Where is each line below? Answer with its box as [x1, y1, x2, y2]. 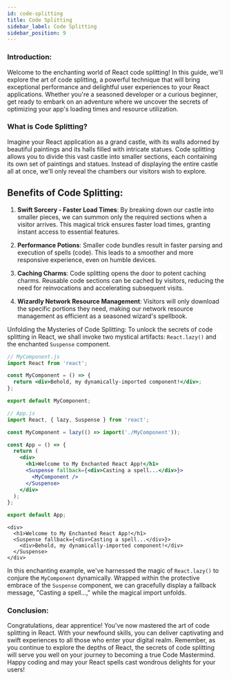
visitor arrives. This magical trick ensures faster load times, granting [17, 220, 211, 228]
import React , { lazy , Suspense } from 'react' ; [7, 416, 150, 423]
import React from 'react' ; [7, 360, 88, 366]
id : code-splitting [7, 10, 63, 17]
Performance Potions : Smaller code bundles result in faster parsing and [17, 241, 223, 249]
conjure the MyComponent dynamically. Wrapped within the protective [7, 574, 200, 582]
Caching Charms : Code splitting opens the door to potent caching [17, 269, 206, 277]
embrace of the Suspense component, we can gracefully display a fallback [7, 582, 217, 590]
